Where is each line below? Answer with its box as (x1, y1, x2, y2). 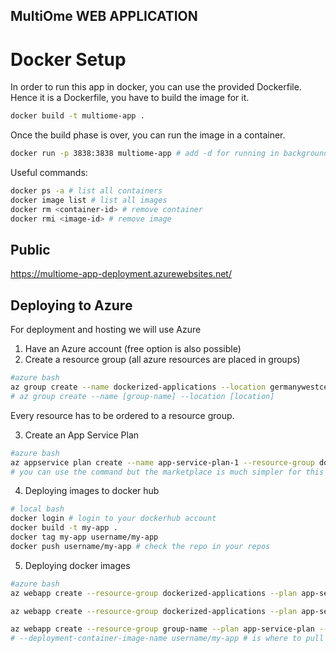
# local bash (10, 504, 65, 514)
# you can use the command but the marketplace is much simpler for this (10, 467, 325, 477)
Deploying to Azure (10, 297, 133, 314)
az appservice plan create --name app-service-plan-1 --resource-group (10, 457, 315, 468)
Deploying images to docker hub (24, 485, 160, 497)
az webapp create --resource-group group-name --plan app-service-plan (10, 624, 315, 634)
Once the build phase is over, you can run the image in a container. (10, 129, 286, 141)
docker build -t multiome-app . (10, 111, 145, 121)
